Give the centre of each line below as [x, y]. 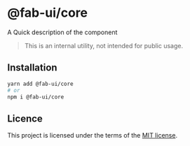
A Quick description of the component [62, 32]
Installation [32, 68]
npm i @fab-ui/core [36, 97]
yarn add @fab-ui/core [40, 84]
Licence [25, 118]
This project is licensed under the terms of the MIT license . [92, 136]
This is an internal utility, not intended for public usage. [104, 45]
